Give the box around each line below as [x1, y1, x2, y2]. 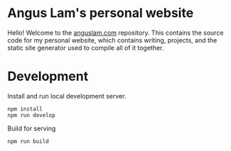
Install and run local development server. [7, 91, 127, 100]
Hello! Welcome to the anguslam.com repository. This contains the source [7, 28, 224, 37]
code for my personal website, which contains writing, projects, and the [7, 35, 217, 44]
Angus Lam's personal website [7, 5, 194, 21]
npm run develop [7, 111, 55, 118]
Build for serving [7, 124, 56, 133]
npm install [7, 105, 43, 113]
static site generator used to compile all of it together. [7, 43, 164, 52]
